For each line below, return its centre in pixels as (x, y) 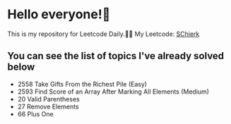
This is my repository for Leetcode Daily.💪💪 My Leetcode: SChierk (103, 34)
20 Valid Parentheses (48, 99)
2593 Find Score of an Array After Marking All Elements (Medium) (113, 92)
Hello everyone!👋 (59, 14)
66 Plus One (36, 114)
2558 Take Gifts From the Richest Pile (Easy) (82, 84)
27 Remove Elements (48, 106)
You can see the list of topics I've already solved (116, 56)
